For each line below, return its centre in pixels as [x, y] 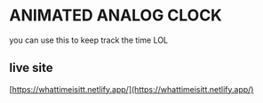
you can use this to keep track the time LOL [89, 40]
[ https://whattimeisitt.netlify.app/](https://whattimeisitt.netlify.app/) [131, 89]
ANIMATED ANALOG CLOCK [116, 16]
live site [31, 68]
